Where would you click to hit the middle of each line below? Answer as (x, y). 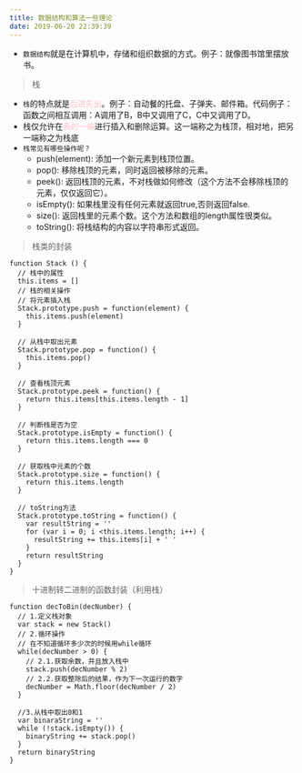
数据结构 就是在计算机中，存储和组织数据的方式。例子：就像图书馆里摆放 (156, 53)
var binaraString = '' (60, 720)
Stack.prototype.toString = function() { (97, 516)
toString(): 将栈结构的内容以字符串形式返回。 (120, 226)
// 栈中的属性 (41, 273)
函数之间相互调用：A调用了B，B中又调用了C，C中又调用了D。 (139, 115)
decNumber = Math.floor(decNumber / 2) (101, 687)
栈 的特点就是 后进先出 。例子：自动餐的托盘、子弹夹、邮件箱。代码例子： (157, 103)
